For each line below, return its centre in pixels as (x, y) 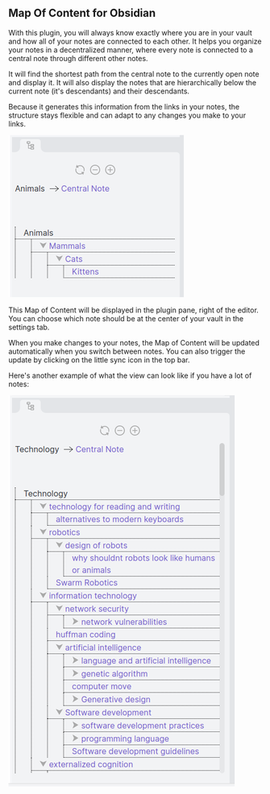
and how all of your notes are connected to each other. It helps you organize (135, 41)
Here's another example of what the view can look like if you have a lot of (130, 375)
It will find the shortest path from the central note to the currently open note (134, 74)
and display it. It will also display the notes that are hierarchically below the (132, 82)
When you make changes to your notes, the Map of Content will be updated (134, 342)
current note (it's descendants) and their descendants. (99, 91)
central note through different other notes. (78, 58)
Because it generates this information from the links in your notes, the (124, 106)
